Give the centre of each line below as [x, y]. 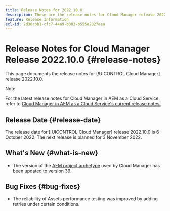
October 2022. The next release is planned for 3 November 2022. [74, 137]
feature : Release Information [37, 19]
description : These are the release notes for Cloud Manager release [80, 15]
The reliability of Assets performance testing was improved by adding [85, 199]
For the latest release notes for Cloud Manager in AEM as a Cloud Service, [83, 98]
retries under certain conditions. [46, 204]
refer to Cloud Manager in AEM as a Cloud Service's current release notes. [83, 104]
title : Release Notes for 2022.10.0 [44, 10]
